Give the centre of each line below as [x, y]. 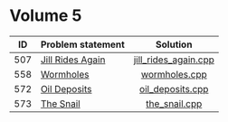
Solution [174, 44]
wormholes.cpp [174, 74]
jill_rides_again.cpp [174, 60]
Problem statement [82, 44]
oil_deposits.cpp [174, 89]
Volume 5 [46, 16]
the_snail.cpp [174, 103]
